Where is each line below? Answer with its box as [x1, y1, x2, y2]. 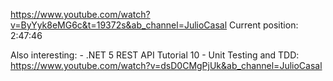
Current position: [229, 19, 299, 31]
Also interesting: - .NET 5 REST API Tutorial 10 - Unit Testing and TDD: [10, 49, 300, 61]
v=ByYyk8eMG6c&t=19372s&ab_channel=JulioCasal [10, 19, 228, 31]
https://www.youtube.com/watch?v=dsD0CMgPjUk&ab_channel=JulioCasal [10, 60, 323, 71]
